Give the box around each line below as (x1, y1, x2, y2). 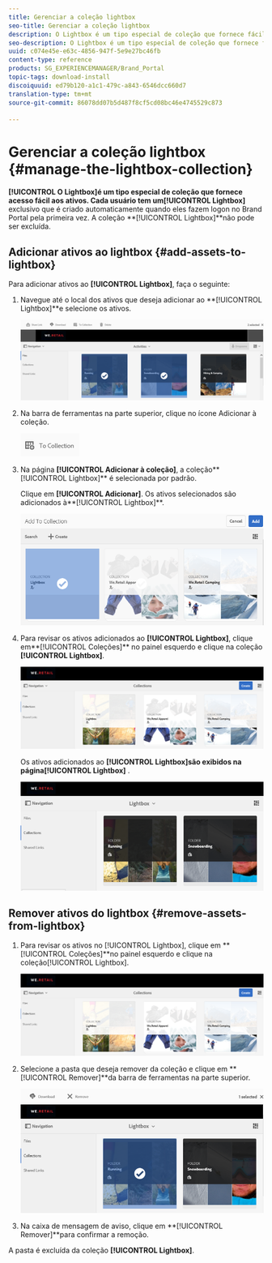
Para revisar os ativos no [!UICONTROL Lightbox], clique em (19, 940, 221, 950)
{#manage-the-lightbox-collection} (8, 161, 253, 178)
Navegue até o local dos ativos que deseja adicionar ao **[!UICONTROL (19, 295, 263, 304)
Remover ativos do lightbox (8, 906, 150, 920)
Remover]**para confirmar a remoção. (19, 1229, 150, 1239)
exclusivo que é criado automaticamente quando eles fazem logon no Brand (8, 204, 262, 214)
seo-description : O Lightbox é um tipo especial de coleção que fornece (8, 39, 259, 47)
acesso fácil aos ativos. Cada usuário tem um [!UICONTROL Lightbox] (8, 195, 245, 206)
